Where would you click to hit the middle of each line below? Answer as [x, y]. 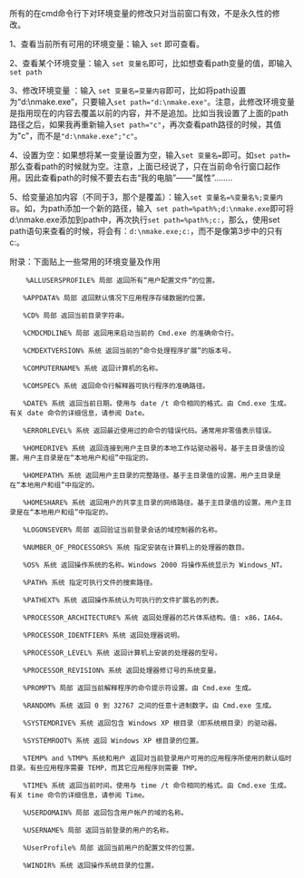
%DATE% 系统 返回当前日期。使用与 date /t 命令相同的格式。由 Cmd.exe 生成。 [157, 404]
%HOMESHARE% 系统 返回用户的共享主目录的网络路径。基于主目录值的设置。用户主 [154, 502]
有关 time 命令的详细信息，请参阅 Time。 [79, 795]
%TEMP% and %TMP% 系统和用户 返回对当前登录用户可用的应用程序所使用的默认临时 [157, 758]
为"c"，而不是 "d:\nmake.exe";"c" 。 [76, 136]
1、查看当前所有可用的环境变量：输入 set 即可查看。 [107, 44]
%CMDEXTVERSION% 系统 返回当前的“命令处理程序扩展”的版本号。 [129, 351]
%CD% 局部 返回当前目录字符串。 [75, 316]
